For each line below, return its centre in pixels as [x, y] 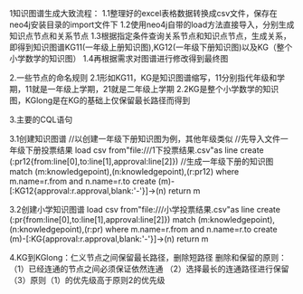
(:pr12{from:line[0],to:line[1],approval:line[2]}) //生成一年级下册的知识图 [142, 161]
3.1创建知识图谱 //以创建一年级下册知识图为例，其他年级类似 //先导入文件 [145, 139]
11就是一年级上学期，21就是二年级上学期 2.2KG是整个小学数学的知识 [152, 89]
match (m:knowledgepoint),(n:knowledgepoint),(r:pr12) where [124, 171]
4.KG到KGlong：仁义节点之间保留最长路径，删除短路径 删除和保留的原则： [148, 257]
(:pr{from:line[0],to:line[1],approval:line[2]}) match [103, 219]
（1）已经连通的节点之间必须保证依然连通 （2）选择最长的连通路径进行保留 [149, 269]
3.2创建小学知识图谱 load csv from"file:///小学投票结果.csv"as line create [145, 209]
